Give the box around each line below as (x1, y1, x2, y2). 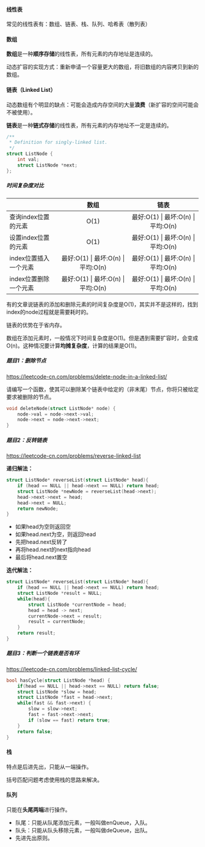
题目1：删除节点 (6, 357, 47, 364)
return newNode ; (17, 506, 59, 512)
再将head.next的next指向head (15, 546, 92, 553)
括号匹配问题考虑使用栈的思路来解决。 (6, 776, 103, 783)
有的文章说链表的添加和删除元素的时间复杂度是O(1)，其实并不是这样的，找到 (6, 300, 198, 308)
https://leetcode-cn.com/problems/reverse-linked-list (6, 452, 142, 460)
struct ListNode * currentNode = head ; (28, 602, 127, 608)
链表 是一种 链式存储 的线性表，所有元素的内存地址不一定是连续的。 (6, 121, 172, 129)
